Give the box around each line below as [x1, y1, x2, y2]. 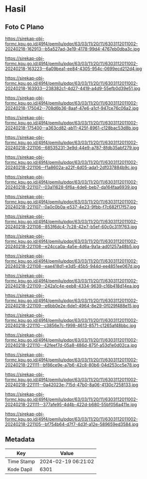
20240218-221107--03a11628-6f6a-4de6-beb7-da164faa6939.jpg [5, 184, 137, 190]
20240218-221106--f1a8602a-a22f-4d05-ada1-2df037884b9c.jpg [5, 164, 137, 170]
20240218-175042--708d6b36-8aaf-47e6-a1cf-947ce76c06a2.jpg [5, 106, 139, 111]
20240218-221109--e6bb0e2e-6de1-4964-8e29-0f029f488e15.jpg [5, 303, 139, 308]
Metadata [5, 435, 35, 444]
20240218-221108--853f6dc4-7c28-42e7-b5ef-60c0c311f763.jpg [5, 224, 137, 230]
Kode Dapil [7, 466, 33, 473]
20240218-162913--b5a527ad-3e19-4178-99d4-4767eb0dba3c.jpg [5, 46, 140, 52]
